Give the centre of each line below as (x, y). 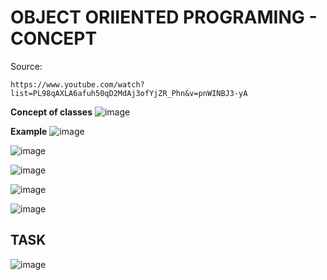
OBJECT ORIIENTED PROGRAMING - (164, 17)
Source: (26, 66)
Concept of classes (51, 112)
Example (29, 131)
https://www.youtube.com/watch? (77, 84)
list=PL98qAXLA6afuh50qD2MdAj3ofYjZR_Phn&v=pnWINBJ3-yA (129, 93)
